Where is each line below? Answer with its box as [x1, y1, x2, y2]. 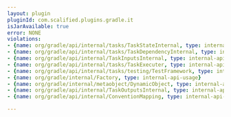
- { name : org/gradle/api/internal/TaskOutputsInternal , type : [7, 87, 189, 94]
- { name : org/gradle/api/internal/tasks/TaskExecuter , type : [7, 61, 186, 68]
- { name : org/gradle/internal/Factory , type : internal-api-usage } [7, 74, 201, 81]
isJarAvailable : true [7, 23, 69, 30]
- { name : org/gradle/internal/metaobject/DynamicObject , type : [7, 81, 192, 87]
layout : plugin [7, 10, 51, 17]
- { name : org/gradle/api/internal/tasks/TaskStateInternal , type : [7, 42, 201, 49]
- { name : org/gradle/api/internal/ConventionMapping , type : [7, 94, 184, 100]
